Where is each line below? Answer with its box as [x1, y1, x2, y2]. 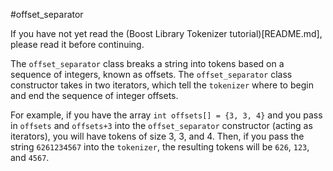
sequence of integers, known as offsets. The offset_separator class [10, 69, 293, 80]
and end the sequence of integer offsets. [10, 90, 179, 101]
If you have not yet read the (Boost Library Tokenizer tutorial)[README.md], [10, 28, 323, 39]
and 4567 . [10, 152, 50, 163]
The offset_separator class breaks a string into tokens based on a [10, 58, 285, 69]
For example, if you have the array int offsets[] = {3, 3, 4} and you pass [10, 109, 323, 121]
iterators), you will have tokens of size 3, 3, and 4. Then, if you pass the [10, 130, 305, 142]
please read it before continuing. [10, 39, 145, 50]
